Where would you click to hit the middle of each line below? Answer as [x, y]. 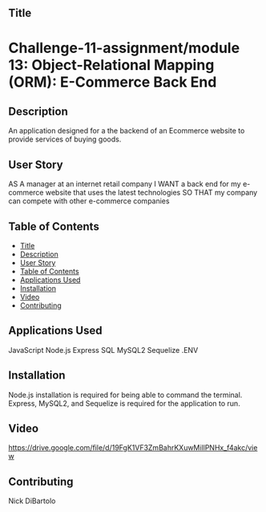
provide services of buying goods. [65, 139]
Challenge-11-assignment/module [124, 48]
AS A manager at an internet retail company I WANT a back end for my [125, 184]
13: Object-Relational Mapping [111, 65]
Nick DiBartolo [32, 501]
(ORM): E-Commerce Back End [113, 82]
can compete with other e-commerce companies [89, 201]
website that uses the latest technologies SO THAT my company [151, 193]
